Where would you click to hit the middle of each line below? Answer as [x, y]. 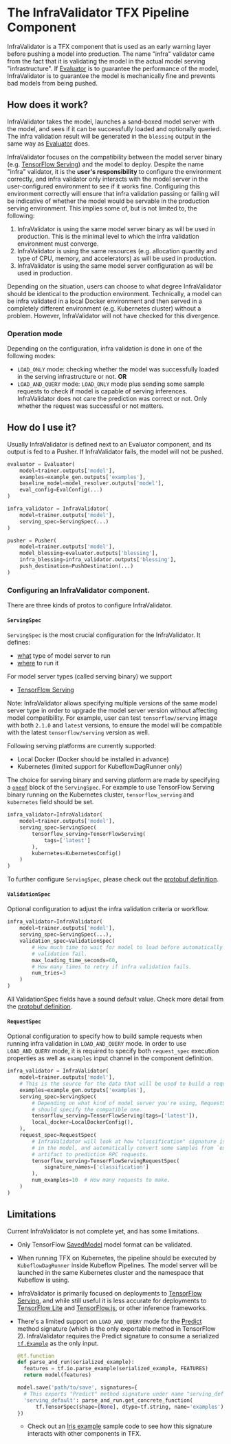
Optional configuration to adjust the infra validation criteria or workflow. [108, 909]
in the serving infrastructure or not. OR [72, 377]
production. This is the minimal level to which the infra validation [108, 236]
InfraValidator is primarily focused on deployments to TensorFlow [109, 1293]
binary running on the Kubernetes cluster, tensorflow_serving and [101, 794]
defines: [19, 643]
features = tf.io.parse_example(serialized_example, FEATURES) [116, 1369]
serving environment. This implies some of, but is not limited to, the [102, 208]
